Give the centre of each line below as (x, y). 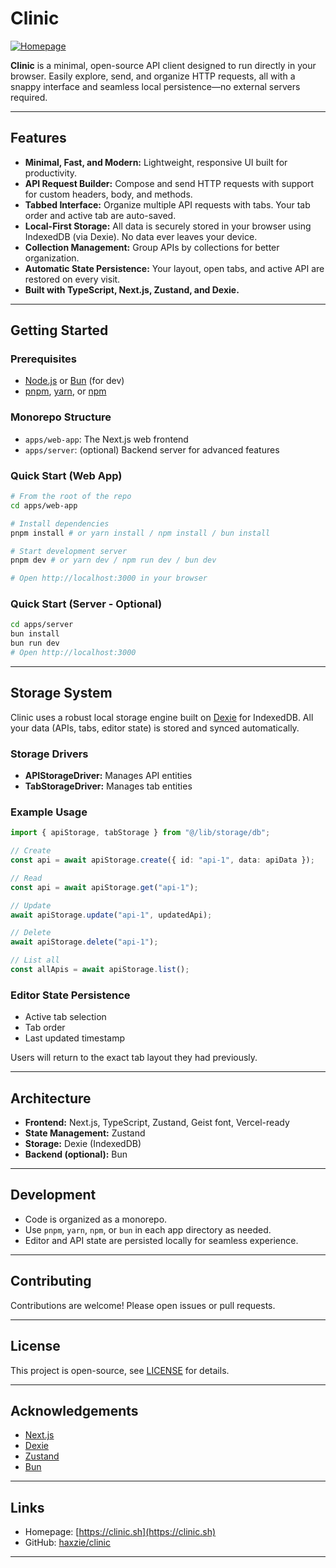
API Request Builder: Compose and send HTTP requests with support (169, 183)
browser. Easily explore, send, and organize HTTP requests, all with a (153, 76)
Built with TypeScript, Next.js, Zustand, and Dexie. (132, 289)
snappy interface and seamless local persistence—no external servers (155, 86)
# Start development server (69, 551)
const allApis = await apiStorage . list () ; (100, 970)
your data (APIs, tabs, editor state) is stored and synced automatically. (155, 728)
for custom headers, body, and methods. (108, 194)
